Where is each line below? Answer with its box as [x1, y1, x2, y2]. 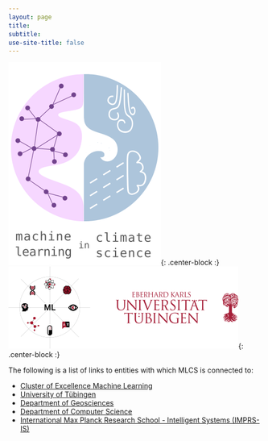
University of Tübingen [19, 389, 97, 399]
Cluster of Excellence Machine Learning [19, 381, 153, 391]
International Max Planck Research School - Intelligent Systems [19, 415, 231, 425]
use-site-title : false [8, 39, 85, 47]
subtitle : [8, 30, 42, 38]
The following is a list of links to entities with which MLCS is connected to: [8, 365, 254, 375]
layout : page [8, 13, 52, 21]
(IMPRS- [232, 415, 260, 425]
